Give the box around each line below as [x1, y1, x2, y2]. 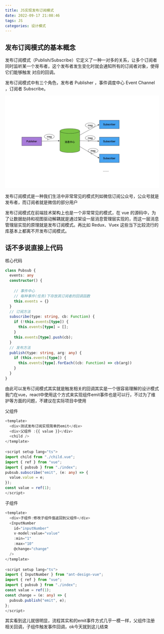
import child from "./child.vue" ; [5, 454, 76, 459]
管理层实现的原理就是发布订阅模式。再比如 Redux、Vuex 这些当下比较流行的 [5, 222, 159, 228]
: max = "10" [14, 541, 34, 547]
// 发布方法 [9, 345, 31, 350]
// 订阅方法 [9, 309, 31, 314]
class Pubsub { [5, 268, 36, 273]
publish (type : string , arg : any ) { [9, 350, 82, 355]
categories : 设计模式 [5, 23, 46, 28]
